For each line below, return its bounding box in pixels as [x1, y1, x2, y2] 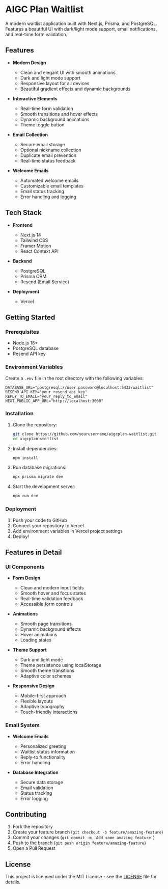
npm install [12, 455, 38, 461]
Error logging [20, 795, 48, 801]
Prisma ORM [20, 273, 47, 279]
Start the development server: [12, 483, 76, 490]
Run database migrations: [12, 465, 67, 471]
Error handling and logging [20, 194, 76, 200]
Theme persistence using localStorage [20, 662, 102, 668]
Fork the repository [12, 824, 53, 830]
